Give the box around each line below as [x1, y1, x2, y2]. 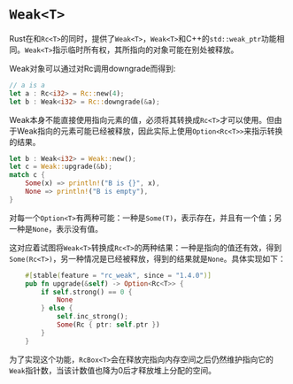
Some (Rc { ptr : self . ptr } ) [56, 320, 161, 329]
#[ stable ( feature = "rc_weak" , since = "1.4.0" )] [25, 271, 212, 280]
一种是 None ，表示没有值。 [9, 223, 104, 234]
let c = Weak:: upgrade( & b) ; [9, 162, 113, 172]
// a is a [9, 81, 46, 89]
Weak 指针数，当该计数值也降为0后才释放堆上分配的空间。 [9, 365, 217, 375]
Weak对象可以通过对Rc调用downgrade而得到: [9, 63, 176, 73]
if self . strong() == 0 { [41, 288, 133, 296]
